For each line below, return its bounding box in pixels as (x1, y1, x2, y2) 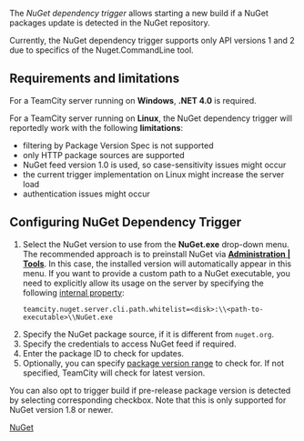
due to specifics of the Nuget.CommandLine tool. (9, 45, 194, 55)
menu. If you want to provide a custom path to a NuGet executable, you (22, 267, 291, 278)
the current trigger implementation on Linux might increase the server (22, 168, 285, 180)
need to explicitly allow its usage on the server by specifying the (22, 277, 264, 288)
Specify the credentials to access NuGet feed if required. (22, 338, 237, 349)
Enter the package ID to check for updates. (22, 347, 185, 358)
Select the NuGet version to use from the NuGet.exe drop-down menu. (22, 238, 289, 249)
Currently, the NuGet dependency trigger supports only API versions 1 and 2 (9, 35, 296, 45)
